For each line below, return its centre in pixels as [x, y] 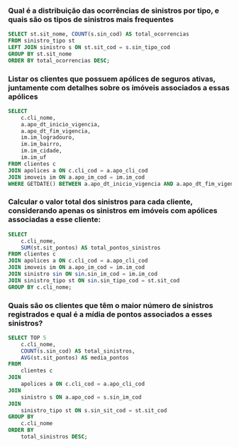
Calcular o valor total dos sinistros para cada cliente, [100, 202]
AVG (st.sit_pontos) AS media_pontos [75, 358]
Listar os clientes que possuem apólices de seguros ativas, [112, 79]
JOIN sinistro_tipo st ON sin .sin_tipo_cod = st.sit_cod [94, 280]
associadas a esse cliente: [55, 220]
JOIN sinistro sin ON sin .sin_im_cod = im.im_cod [83, 274]
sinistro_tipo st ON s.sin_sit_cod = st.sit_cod [94, 410]
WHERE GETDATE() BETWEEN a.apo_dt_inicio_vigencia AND [91, 184]
